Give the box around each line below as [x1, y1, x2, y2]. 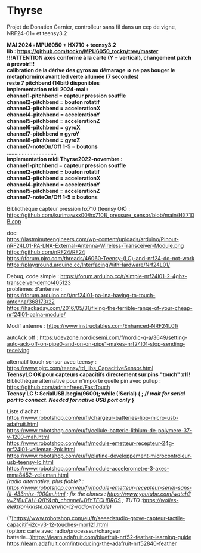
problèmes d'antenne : [7, 285, 63, 293]
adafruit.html [7, 420, 38, 428]
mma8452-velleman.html [7, 471, 69, 478]
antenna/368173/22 [7, 298, 55, 305]
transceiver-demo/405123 [7, 279, 71, 286]
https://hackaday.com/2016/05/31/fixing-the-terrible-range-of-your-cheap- [7, 304, 193, 311]
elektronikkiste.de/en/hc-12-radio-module [7, 503, 110, 510]
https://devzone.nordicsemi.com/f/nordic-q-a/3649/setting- [39, 334, 188, 341]
